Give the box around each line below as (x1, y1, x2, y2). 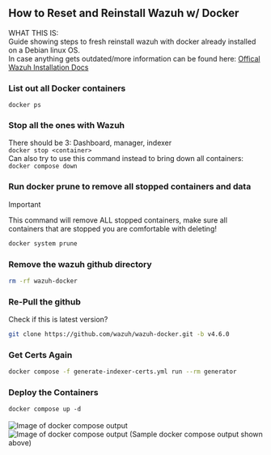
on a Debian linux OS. (8, 45, 81, 55)
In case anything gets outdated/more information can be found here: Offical (8, 53, 260, 63)
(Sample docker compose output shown (129, 429, 263, 440)
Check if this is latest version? (8, 315, 108, 325)
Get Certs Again (8, 349, 73, 360)
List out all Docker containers (8, 83, 126, 94)
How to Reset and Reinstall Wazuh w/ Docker (8, 6, 239, 20)
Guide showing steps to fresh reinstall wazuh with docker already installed (8, 36, 256, 46)
